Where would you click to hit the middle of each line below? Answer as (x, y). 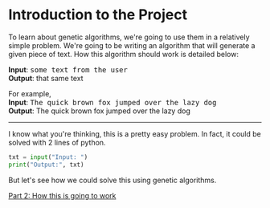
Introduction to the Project (98, 15)
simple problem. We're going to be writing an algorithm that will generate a (132, 45)
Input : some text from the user (68, 69)
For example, (30, 93)
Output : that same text (46, 78)
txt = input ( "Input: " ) (48, 157)
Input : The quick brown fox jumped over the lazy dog (112, 102)
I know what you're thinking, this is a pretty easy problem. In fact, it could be (135, 133)
